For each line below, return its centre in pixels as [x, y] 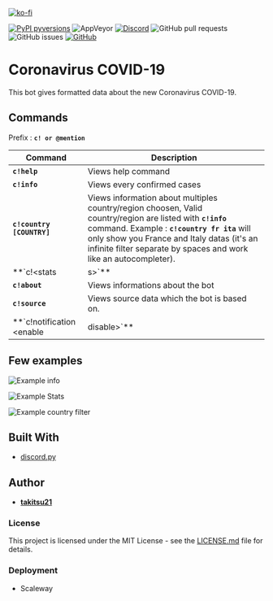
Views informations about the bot [151, 285]
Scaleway [37, 588]
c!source [29, 303]
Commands [39, 118]
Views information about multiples [153, 198]
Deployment [33, 571]
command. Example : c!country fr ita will [169, 228]
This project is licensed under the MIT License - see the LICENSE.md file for [136, 541]
